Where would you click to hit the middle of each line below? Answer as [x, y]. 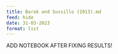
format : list [23, 28]
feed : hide [20, 17]
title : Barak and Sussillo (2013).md [54, 12]
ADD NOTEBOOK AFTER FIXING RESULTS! [60, 46]
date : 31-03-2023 [28, 23]
